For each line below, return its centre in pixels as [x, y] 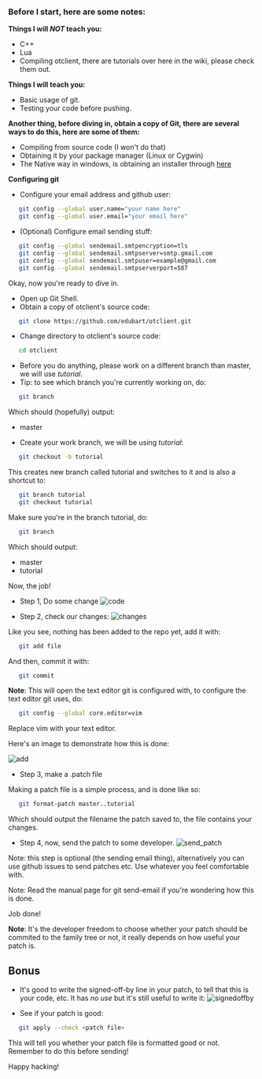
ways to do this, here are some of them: [74, 132]
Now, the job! [30, 585]
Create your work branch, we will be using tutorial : [101, 442]
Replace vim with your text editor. [62, 729]
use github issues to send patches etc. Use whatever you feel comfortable [129, 867]
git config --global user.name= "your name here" [100, 209]
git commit [37, 676]
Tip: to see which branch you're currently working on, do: [113, 383]
